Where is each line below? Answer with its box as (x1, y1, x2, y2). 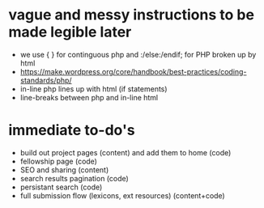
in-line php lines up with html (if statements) (19, 83, 168, 94)
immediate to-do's (8, 121, 135, 139)
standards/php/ (19, 75, 72, 85)
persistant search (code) (19, 182, 103, 192)
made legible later (8, 23, 132, 41)
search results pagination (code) (19, 173, 130, 183)
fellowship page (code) (19, 156, 97, 166)
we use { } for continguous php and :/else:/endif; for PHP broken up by (19, 49, 257, 59)
